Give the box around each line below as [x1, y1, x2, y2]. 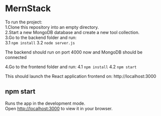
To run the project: [5, 19, 42, 25]
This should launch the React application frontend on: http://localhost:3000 [5, 73, 157, 79]
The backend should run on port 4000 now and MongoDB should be [5, 49, 143, 55]
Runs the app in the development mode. [5, 100, 85, 106]
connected [5, 54, 27, 60]
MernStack [5, 3, 51, 14]
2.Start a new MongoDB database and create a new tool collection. [5, 29, 140, 35]
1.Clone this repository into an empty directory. [5, 24, 99, 30]
